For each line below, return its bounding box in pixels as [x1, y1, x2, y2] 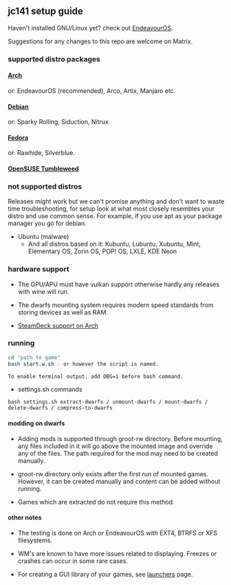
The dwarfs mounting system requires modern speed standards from [17, 301, 214, 309]
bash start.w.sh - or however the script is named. [8, 361, 159, 368]
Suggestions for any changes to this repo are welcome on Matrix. [8, 37, 193, 45]
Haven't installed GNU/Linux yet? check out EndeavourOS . [8, 23, 174, 32]
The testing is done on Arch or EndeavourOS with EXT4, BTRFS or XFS [17, 529, 218, 537]
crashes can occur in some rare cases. [17, 557, 129, 565]
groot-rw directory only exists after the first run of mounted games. [17, 469, 208, 478]
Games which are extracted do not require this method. [17, 498, 175, 506]
